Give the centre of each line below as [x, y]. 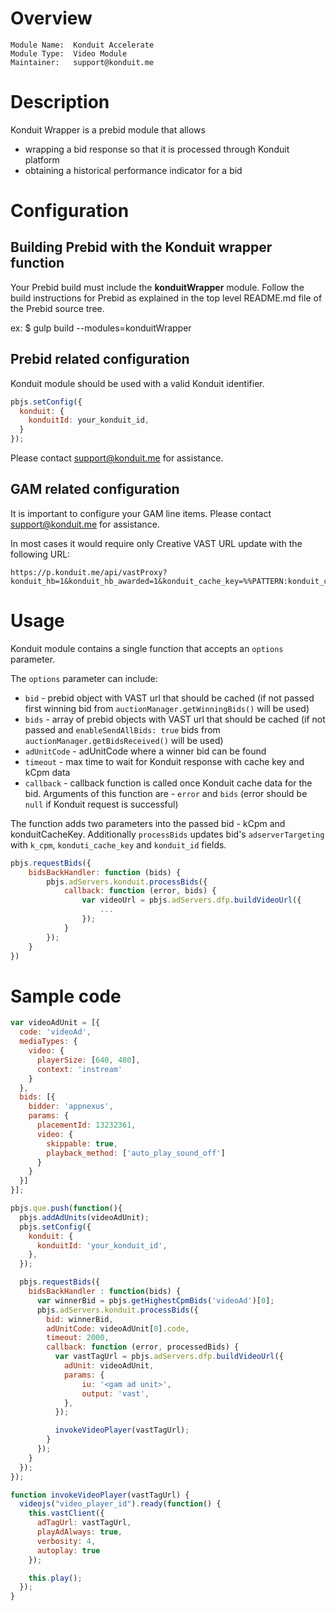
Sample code [66, 996]
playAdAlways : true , [79, 1532]
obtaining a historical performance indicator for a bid [133, 170]
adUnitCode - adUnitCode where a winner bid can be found [145, 751]
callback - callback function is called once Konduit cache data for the [168, 783]
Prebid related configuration [100, 359]
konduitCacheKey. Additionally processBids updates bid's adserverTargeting [167, 834]
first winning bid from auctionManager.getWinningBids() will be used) [167, 708]
